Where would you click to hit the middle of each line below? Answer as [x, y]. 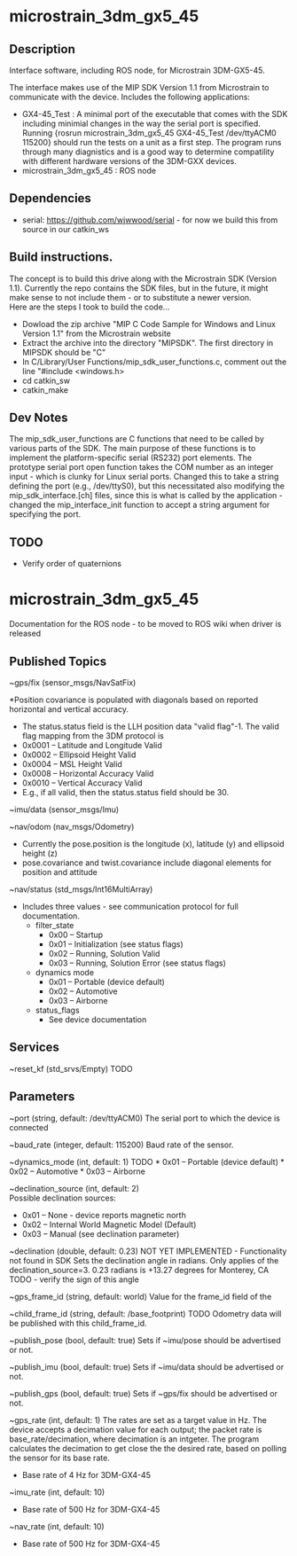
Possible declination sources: [63, 1198]
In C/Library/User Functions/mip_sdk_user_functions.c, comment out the [154, 362]
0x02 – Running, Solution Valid [104, 954]
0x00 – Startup [76, 934]
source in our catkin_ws [65, 229]
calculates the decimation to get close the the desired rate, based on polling [148, 1448]
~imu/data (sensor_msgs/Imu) [64, 809]
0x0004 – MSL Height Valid [72, 764]
